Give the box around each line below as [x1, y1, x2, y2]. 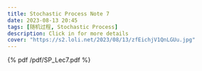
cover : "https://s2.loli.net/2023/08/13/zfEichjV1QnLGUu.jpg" [7, 37, 196, 44]
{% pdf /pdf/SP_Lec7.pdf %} [7, 56, 91, 64]
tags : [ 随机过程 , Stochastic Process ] [7, 23, 119, 30]
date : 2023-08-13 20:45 [7, 17, 78, 24]
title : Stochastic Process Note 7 [7, 10, 110, 18]
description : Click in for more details [7, 30, 129, 37]
